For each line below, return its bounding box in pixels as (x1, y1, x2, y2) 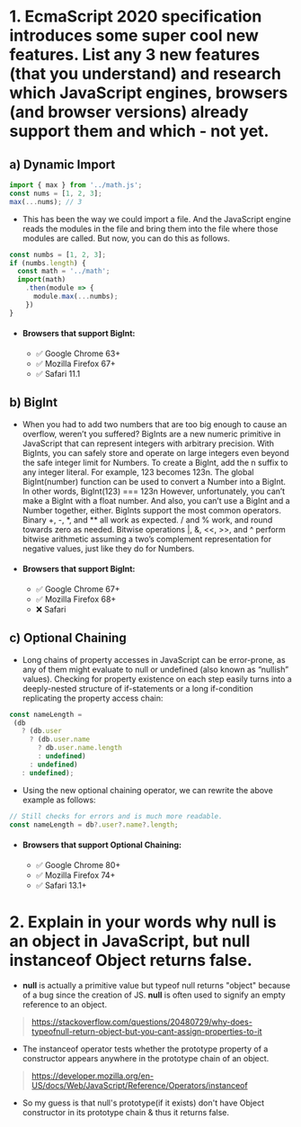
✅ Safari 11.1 (35, 368, 81, 379)
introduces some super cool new (9, 25, 259, 46)
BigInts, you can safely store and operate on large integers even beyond (22, 447, 289, 458)
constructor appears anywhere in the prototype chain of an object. (22, 1052, 270, 1063)
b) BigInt (9, 395, 58, 410)
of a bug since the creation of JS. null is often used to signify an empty (22, 989, 286, 1000)
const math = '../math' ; (17, 267, 111, 276)
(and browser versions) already (9, 102, 249, 122)
